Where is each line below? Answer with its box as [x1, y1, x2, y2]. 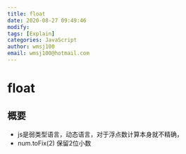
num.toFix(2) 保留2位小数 [17, 138, 92, 147]
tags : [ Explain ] [7, 30, 55, 37]
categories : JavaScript [7, 37, 77, 44]
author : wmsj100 [7, 43, 55, 50]
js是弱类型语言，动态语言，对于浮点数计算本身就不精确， [17, 130, 183, 138]
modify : [7, 23, 30, 30]
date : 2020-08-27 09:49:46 [7, 17, 87, 24]
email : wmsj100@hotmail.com [7, 50, 90, 57]
